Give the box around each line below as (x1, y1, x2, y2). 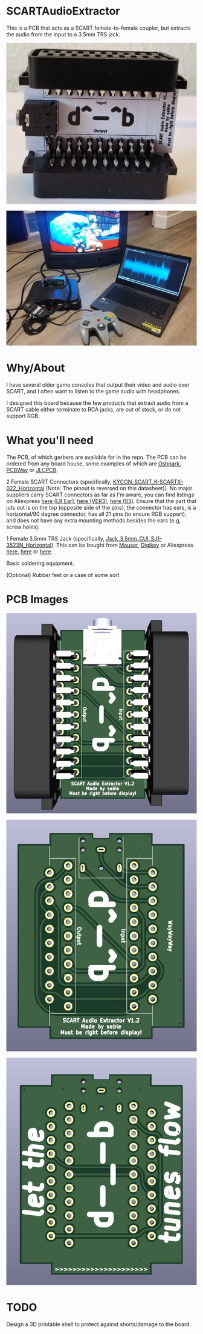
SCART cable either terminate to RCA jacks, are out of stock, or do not (6, 405, 181, 413)
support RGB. (6, 412, 40, 419)
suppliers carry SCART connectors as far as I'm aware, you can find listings (6, 491, 195, 498)
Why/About (6, 361, 65, 375)
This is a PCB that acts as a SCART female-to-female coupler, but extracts (6, 24, 191, 32)
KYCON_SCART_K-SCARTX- (112, 478, 184, 485)
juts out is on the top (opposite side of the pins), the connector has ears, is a (6, 504, 196, 511)
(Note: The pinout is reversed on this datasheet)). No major (45, 484, 193, 492)
